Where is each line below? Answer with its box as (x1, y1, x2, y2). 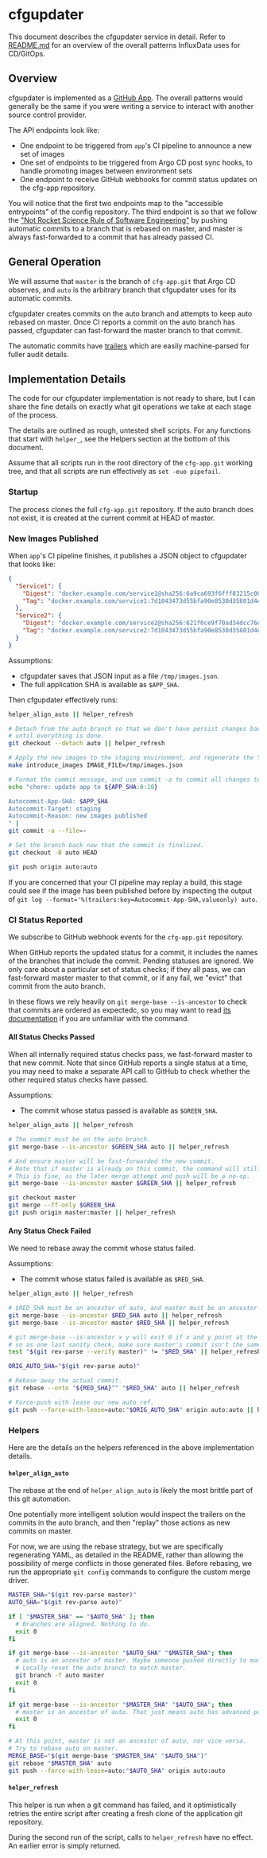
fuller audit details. (8, 349, 69, 359)
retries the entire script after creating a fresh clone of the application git (8, 1808, 243, 1818)
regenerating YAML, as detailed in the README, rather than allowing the (8, 1550, 244, 1560)
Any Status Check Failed (8, 1226, 91, 1235)
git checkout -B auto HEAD (8, 849, 98, 857)
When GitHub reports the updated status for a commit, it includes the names (8, 948, 258, 958)
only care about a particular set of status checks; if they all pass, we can (8, 965, 246, 974)
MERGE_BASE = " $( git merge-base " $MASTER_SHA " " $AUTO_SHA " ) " (8, 1751, 208, 1759)
